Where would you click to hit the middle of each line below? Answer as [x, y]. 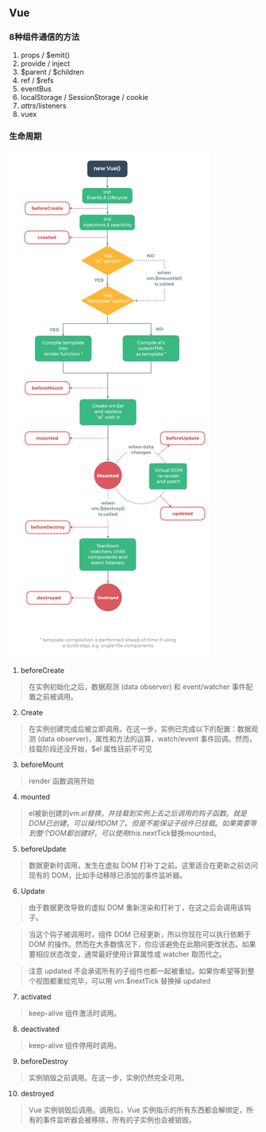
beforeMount [42, 764]
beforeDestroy [44, 1061]
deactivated [40, 1029]
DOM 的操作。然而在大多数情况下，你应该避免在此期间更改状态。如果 [142, 944]
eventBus [36, 89]
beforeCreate [42, 670]
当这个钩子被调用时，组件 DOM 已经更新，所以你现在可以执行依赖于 [140, 934]
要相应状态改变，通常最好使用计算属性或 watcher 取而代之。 [127, 954]
